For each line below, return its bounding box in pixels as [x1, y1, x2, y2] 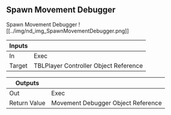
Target [9, 61, 28, 70]
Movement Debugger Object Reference [50, 99, 162, 107]
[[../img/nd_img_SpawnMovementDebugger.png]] [6, 27, 129, 34]
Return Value [9, 99, 46, 107]
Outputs [15, 78, 40, 87]
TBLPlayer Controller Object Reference [34, 61, 143, 70]
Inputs [9, 42, 28, 50]
